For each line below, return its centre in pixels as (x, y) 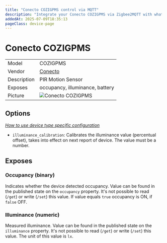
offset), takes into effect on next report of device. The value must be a (84, 140)
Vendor (16, 72)
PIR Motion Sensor (61, 80)
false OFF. (16, 202)
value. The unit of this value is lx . (39, 236)
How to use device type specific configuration (52, 125)
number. (21, 145)
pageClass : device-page (30, 24)
